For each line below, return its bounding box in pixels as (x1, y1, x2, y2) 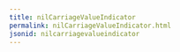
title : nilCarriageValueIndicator (9, 12, 137, 22)
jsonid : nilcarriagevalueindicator (9, 29, 140, 38)
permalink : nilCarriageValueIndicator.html (9, 21, 172, 30)
